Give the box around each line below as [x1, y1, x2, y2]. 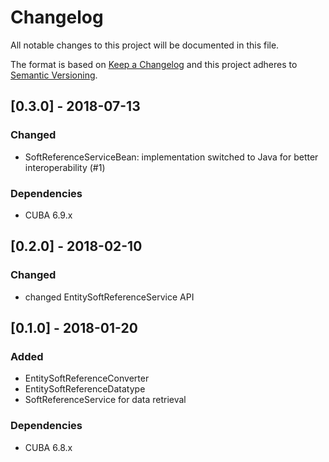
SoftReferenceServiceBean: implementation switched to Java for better [24, 151, 319, 163]
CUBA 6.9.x [24, 209, 73, 221]
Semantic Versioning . [10, 69, 98, 81]
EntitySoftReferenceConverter [24, 372, 150, 385]
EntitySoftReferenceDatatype [24, 383, 146, 395]
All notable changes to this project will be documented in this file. [10, 39, 280, 51]
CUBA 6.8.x [24, 441, 73, 453]
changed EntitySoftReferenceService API [24, 291, 195, 303]
